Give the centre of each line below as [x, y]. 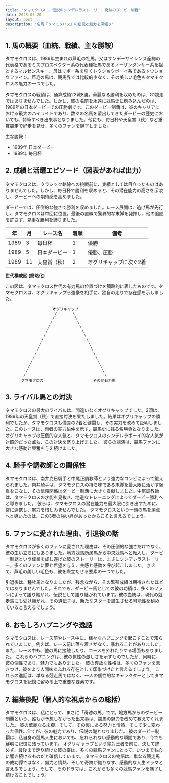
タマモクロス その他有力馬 [68, 380]
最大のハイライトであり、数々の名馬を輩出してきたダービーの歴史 [87, 113]
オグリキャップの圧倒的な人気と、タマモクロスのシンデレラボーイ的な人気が [84, 435]
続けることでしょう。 [27, 775]
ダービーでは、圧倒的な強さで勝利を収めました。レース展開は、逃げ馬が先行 [84, 207]
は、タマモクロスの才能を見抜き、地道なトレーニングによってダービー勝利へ [84, 497]
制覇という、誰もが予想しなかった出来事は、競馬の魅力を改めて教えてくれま [84, 718]
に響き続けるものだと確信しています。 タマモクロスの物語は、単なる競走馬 [83, 756]
